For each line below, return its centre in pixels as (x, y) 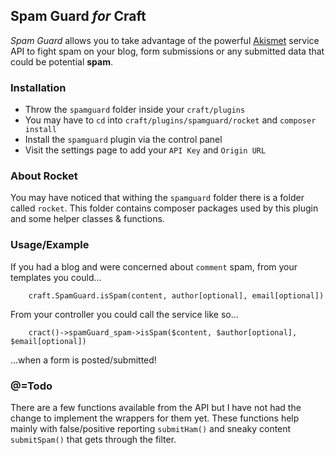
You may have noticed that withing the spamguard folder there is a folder (157, 198)
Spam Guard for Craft (78, 16)
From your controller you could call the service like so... (124, 314)
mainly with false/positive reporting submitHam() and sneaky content (151, 428)
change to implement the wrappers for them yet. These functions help (155, 418)
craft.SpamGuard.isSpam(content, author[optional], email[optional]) (176, 295)
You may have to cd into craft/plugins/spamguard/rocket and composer (170, 120)
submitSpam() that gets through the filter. (93, 439)
